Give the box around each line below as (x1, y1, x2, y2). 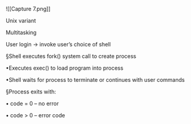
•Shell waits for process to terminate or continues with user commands (5, 76, 185, 83)
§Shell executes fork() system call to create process (5, 53, 137, 60)
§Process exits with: (5, 88, 56, 95)
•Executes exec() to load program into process (5, 64, 123, 71)
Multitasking (5, 29, 37, 36)
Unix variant (5, 17, 36, 24)
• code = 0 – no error (5, 100, 59, 107)
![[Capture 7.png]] (5, 5, 51, 12)
